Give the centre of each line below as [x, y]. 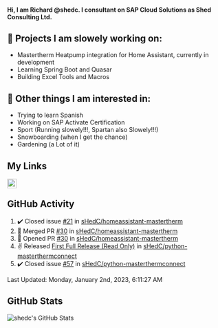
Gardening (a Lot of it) [48, 144]
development [36, 63]
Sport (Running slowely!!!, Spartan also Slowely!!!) [88, 130]
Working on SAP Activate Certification [71, 122]
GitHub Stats [35, 302]
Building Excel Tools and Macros [63, 77]
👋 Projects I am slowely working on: [85, 38]
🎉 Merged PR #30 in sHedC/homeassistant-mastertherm [97, 231]
